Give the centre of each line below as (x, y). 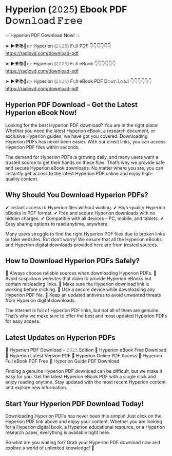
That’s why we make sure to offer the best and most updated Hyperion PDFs (86, 316)
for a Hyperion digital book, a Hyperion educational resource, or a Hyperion (85, 427)
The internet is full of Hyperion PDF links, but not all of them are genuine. (83, 311)
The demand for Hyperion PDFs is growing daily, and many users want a (82, 157)
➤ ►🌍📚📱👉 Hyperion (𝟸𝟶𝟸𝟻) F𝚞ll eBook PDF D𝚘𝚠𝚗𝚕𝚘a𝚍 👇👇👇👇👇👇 (79, 81)
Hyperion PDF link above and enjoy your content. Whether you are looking (84, 422)
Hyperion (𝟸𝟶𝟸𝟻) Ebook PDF (66, 10)
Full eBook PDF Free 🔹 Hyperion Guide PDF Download (62, 361)
